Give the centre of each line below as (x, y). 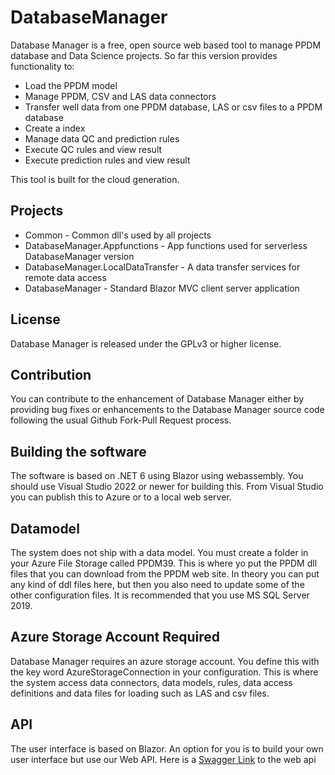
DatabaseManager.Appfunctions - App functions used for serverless (166, 245)
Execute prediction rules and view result (107, 160)
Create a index (55, 128)
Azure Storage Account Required (115, 637)
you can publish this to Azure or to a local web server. (121, 497)
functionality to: (42, 66)
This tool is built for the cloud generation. (95, 179)
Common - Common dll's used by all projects (118, 235)
